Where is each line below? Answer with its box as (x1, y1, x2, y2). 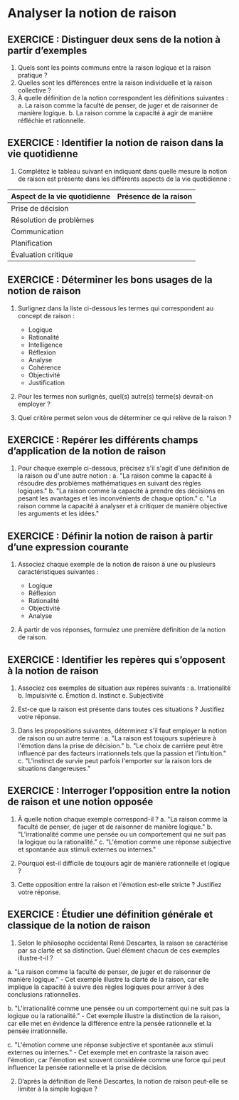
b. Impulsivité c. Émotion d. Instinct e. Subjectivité (17, 691, 164, 700)
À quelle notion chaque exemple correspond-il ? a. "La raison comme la (17, 814, 228, 823)
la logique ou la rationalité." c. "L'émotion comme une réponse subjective (17, 837, 232, 846)
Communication (11, 226, 64, 236)
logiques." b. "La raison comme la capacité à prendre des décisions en (17, 486, 225, 496)
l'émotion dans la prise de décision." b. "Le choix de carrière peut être (17, 742, 223, 750)
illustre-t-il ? (17, 953, 53, 962)
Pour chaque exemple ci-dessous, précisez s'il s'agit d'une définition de (17, 464, 230, 473)
